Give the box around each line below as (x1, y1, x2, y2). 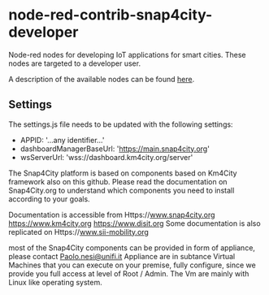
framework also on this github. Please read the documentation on (8, 176, 228, 186)
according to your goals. (8, 193, 91, 204)
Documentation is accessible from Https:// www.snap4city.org (8, 210, 215, 219)
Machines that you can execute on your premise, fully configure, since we (8, 260, 256, 270)
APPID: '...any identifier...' (20, 135, 105, 145)
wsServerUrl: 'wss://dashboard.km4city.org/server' (20, 152, 193, 162)
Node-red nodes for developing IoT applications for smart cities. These (8, 50, 246, 59)
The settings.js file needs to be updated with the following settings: (8, 119, 233, 129)
